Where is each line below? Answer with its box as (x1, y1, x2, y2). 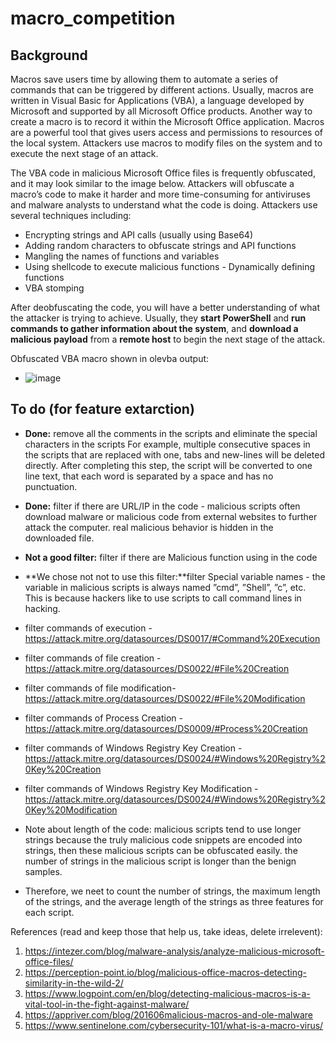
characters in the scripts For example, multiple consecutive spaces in (24, 438, 311, 450)
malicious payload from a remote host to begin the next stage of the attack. (10, 333, 326, 345)
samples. (24, 865, 63, 877)
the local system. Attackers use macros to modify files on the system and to (10, 137, 323, 149)
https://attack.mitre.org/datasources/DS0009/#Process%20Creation (24, 722, 308, 734)
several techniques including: (10, 210, 132, 221)
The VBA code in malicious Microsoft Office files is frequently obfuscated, (10, 167, 316, 179)
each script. (24, 906, 75, 918)
